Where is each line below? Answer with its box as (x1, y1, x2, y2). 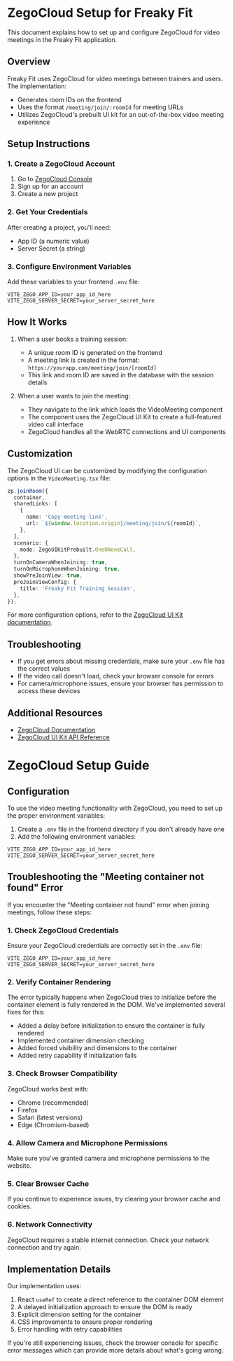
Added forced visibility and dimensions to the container (17, 1044, 177, 1052)
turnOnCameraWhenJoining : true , (13, 559, 108, 566)
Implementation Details (7, 1264, 111, 1276)
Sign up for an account (17, 182, 84, 190)
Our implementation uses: (7, 1282, 82, 1290)
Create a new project (17, 190, 78, 198)
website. (7, 1161, 32, 1170)
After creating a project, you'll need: (7, 223, 111, 232)
